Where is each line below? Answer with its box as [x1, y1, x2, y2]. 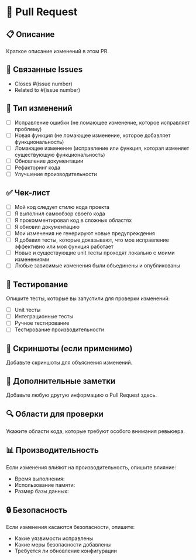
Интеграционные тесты [14, 313, 74, 320]
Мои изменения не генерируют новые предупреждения [14, 230, 155, 237]
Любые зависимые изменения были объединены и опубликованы [14, 262, 180, 269]
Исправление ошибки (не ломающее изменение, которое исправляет [14, 119, 190, 126]
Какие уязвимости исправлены [14, 535, 94, 542]
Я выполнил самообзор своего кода [14, 210, 105, 217]
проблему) [14, 125, 42, 132]
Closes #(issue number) [14, 80, 73, 87]
